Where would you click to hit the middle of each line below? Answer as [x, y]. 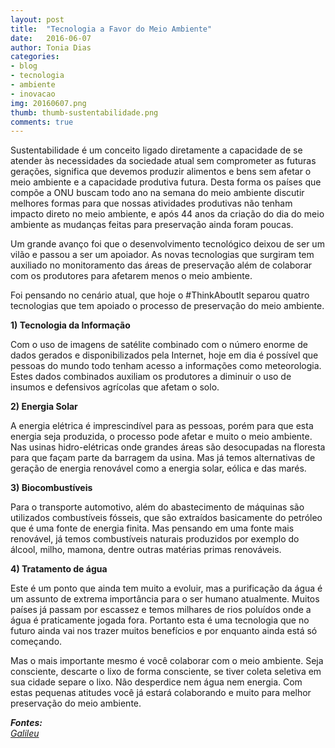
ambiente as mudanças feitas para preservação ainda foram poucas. [152, 225]
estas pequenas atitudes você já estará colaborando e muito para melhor [161, 693]
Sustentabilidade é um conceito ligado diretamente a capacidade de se [156, 150]
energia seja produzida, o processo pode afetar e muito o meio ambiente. [161, 437]
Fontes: [26, 723]
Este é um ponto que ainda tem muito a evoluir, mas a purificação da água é [166, 588]
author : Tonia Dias [51, 47]
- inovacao [33, 94]
